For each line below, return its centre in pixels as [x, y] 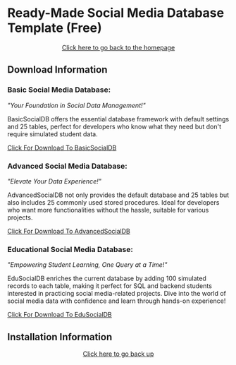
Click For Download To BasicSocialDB [62, 148]
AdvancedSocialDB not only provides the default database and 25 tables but [118, 195]
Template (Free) [55, 28]
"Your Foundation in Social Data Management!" [76, 105]
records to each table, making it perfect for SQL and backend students [110, 286]
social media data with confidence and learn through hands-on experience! [117, 301]
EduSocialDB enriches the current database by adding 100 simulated [107, 279]
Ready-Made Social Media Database [116, 13]
